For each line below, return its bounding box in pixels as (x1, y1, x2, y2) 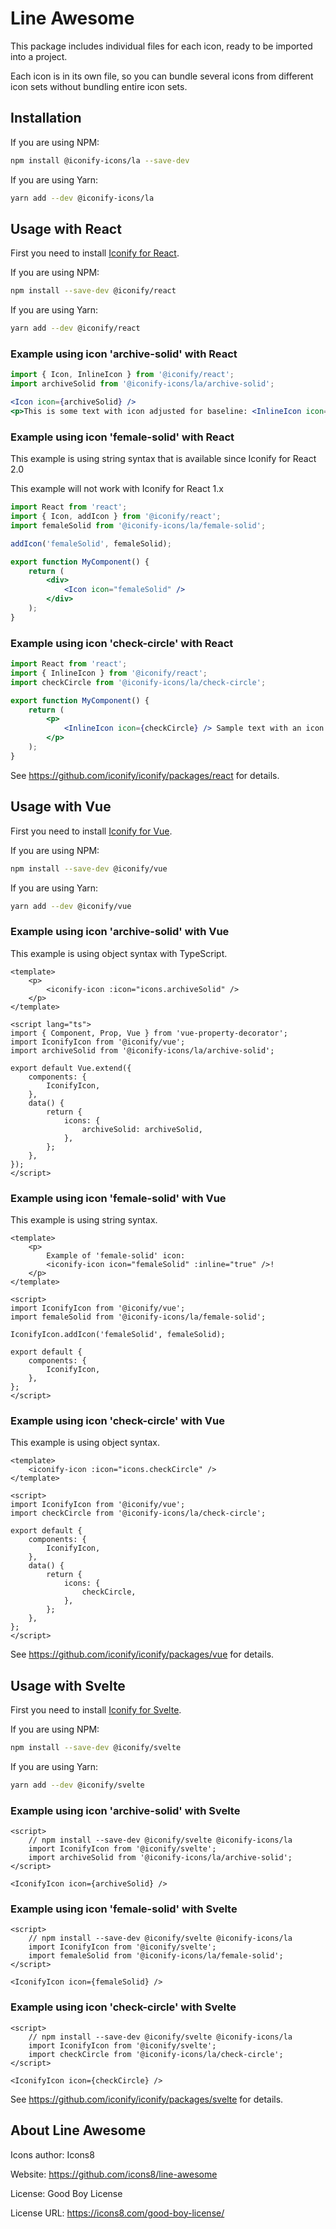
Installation (10, 110, 82, 127)
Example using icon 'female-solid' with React (10, 430, 235, 444)
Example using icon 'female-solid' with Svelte (10, 1902, 238, 1916)
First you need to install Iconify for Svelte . (10, 1704, 182, 1716)
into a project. (10, 50, 68, 62)
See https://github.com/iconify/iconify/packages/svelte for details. (10, 2093, 284, 2105)
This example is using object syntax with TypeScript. (10, 947, 228, 959)
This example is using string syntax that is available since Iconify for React (10, 453, 317, 465)
